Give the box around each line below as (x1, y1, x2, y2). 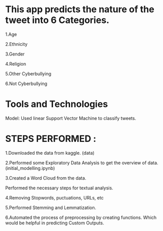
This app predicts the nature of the (5, 4, 155, 15)
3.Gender (5, 51, 25, 57)
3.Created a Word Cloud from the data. (5, 175, 86, 181)
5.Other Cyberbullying (5, 70, 52, 77)
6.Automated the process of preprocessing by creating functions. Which (5, 214, 157, 220)
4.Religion (5, 61, 26, 67)
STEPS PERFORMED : (5, 133, 96, 145)
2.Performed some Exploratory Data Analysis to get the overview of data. (5, 159, 158, 166)
